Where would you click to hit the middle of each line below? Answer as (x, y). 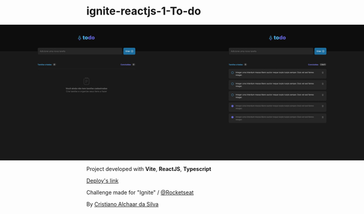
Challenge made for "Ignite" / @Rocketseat (140, 193)
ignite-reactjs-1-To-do (144, 11)
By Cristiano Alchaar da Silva (123, 204)
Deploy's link (103, 181)
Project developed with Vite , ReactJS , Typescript (149, 169)
